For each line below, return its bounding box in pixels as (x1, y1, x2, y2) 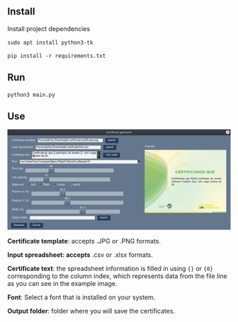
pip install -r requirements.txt (7, 52, 106, 59)
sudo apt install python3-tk (7, 39, 93, 46)
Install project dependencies (7, 24, 91, 33)
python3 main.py (7, 91, 55, 98)
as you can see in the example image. (7, 280, 118, 288)
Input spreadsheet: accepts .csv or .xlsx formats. (7, 251, 154, 259)
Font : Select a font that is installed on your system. (7, 293, 156, 301)
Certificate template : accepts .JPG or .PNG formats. (7, 237, 161, 246)
